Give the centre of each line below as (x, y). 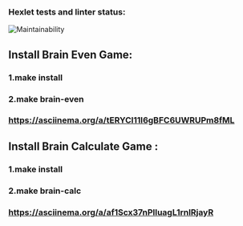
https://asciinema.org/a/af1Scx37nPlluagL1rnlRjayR (111, 212)
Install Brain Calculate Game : (83, 146)
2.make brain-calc (45, 191)
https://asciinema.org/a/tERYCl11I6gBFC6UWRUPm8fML (121, 120)
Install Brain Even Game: (71, 54)
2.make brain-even (46, 99)
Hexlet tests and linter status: (67, 12)
